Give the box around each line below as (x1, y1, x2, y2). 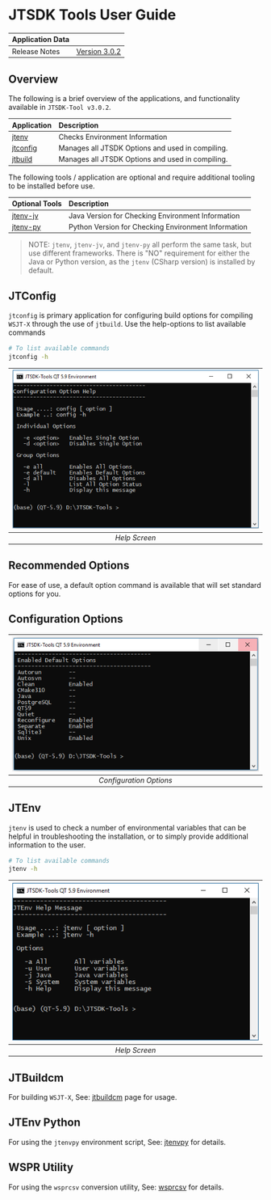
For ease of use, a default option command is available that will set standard (8, 580, 261, 589)
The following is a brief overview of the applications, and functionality (8, 94, 240, 103)
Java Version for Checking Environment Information (68, 210, 240, 220)
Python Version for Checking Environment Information (68, 222, 248, 231)
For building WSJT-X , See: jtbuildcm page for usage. (8, 1092, 177, 1102)
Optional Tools (11, 199, 62, 209)
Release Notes (11, 46, 60, 56)
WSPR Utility (8, 1160, 74, 1174)
